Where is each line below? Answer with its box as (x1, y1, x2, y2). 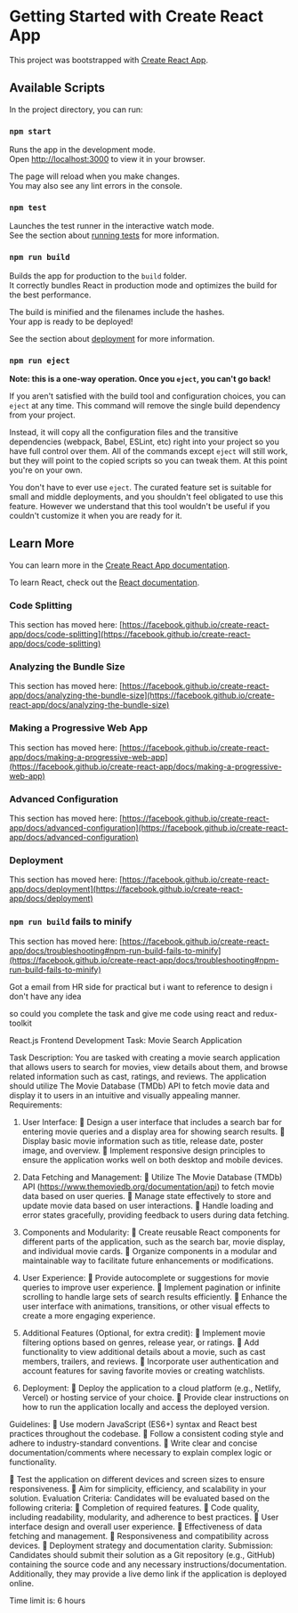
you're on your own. (9, 465, 83, 475)
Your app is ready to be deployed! (9, 316, 133, 327)
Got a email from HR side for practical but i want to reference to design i (9, 981, 273, 992)
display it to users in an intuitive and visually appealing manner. (9, 1090, 241, 1100)
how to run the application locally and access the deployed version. (21, 1401, 270, 1412)
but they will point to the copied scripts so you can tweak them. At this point (9, 455, 287, 466)
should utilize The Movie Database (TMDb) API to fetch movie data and (9, 1080, 270, 1091)
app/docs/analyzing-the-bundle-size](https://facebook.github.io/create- (9, 690, 276, 701)
